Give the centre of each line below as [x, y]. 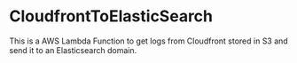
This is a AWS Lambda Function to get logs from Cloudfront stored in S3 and [148, 41]
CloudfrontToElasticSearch [111, 16]
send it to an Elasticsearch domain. [73, 50]
